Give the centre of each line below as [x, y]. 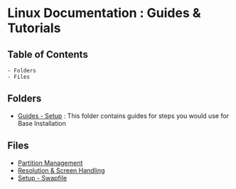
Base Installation [42, 123]
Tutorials [34, 28]
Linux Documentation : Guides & [104, 13]
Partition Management [50, 163]
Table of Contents [48, 54]
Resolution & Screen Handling [61, 170]
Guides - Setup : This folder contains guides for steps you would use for [123, 116]
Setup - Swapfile [42, 178]
